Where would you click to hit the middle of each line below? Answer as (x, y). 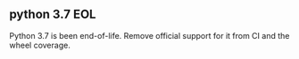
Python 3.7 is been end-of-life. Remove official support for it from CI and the (149, 35)
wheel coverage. (40, 45)
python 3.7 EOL (53, 15)
